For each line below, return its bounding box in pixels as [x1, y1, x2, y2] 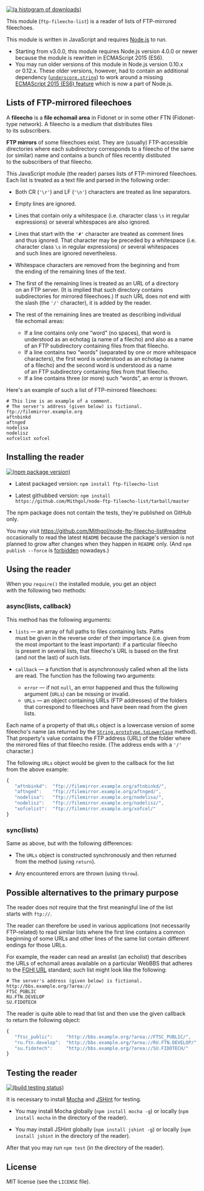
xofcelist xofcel [6, 435, 50, 441]
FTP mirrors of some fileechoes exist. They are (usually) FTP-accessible [6, 138, 188, 146]
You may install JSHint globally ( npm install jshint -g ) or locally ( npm [15, 1126, 191, 1133]
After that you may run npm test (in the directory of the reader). [6, 1144, 165, 1151]
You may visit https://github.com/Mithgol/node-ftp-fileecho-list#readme [6, 527, 186, 535]
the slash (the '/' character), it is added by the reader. [15, 299, 152, 306]
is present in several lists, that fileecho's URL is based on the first [15, 647, 179, 655]
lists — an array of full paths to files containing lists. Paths [15, 628, 164, 635]
